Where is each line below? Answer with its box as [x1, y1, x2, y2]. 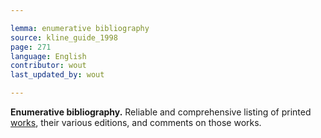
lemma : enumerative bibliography [10, 23, 150, 33]
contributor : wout [10, 61, 87, 71]
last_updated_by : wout [10, 70, 105, 80]
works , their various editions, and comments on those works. [10, 117, 262, 128]
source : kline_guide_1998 [10, 32, 118, 43]
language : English [10, 51, 87, 61]
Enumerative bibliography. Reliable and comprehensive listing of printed [10, 106, 312, 118]
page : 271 [10, 42, 52, 52]
